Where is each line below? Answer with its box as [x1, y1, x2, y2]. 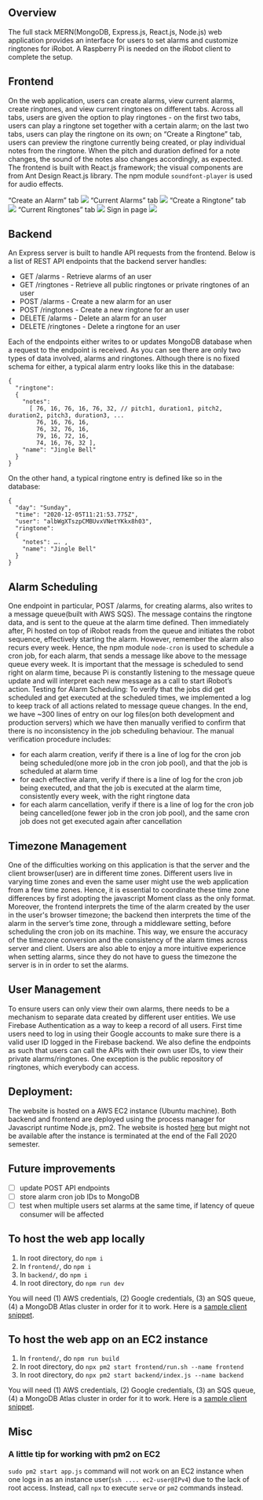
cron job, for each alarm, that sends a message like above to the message [8, 651, 247, 660]
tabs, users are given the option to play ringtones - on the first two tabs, [8, 112, 241, 122]
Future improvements [8, 1162, 116, 1176]
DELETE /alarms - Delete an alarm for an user [19, 313, 167, 323]
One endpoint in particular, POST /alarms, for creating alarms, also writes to [8, 601, 254, 611]
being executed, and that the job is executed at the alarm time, [19, 783, 222, 792]
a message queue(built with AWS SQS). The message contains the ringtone [8, 609, 253, 619]
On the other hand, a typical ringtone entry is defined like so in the [8, 474, 222, 483]
